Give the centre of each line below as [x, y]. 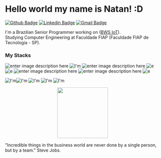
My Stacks [18, 55]
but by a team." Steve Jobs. [33, 150]
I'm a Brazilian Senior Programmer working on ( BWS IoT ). [63, 32]
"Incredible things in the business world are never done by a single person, [81, 145]
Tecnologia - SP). [23, 42]
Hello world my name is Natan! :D [74, 9]
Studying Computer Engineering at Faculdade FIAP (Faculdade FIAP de [77, 37]
